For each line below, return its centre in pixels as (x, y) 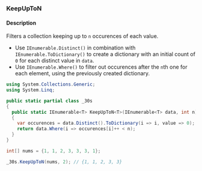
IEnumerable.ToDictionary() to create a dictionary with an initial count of (105, 54)
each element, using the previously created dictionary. (82, 73)
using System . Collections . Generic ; (51, 85)
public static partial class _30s (50, 101)
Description (21, 23)
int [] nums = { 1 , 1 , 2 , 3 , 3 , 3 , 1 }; (54, 151)
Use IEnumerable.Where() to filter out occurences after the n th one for (101, 67)
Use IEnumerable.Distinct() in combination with (75, 48)
